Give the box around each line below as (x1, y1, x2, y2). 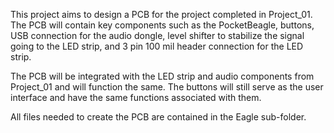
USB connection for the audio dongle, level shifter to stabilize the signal (10, 30, 305, 41)
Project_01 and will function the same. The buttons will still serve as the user (10, 81, 324, 93)
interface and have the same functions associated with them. (10, 92, 262, 103)
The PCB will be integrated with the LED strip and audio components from (10, 70, 315, 82)
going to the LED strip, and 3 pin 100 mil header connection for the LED (10, 40, 304, 52)
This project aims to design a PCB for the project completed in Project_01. (10, 9, 313, 20)
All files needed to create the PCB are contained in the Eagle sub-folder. (10, 111, 307, 123)
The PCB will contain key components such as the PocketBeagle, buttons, (10, 19, 315, 31)
